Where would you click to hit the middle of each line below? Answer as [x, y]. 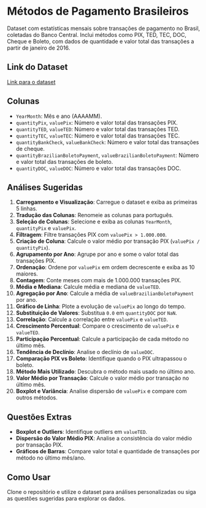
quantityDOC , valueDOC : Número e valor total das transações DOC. [98, 168]
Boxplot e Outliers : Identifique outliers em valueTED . [82, 432]
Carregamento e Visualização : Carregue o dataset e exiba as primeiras [107, 202]
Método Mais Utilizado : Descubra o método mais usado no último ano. [105, 372]
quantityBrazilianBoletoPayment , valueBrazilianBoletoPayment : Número [107, 155]
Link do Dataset [37, 67]
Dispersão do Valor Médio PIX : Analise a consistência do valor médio [104, 438]
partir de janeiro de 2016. [39, 48]
